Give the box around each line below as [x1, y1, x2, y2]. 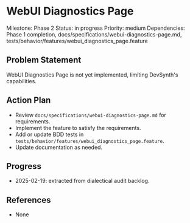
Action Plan [6, 95, 51, 106]
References [6, 194, 51, 205]
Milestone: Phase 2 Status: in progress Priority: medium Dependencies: [6, 24, 185, 32]
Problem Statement [6, 55, 82, 65]
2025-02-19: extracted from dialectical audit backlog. [15, 177, 150, 185]
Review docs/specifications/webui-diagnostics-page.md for [15, 111, 166, 118]
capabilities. [6, 77, 37, 84]
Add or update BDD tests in [15, 131, 84, 138]
